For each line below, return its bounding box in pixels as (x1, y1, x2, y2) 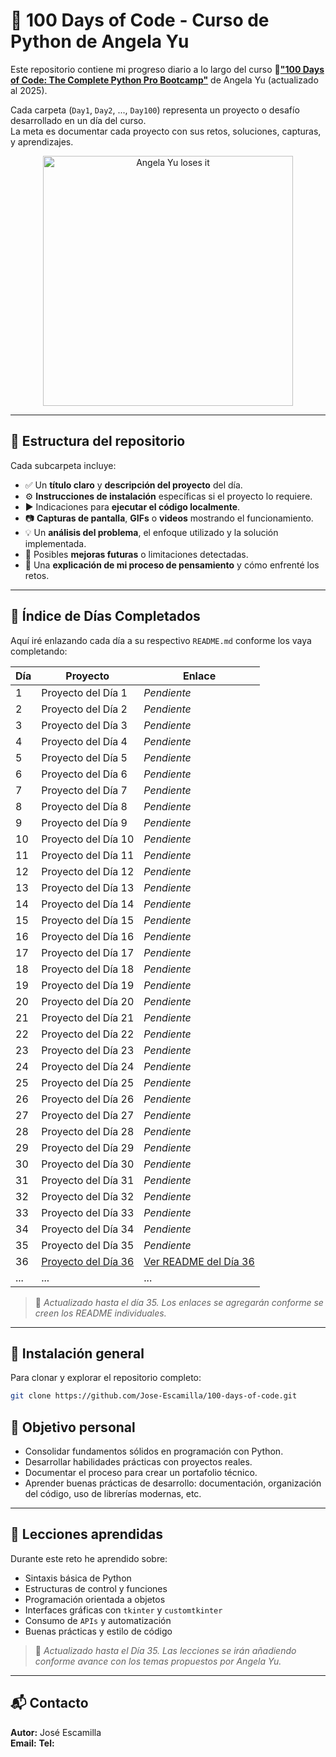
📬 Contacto (10, 1695, 89, 1712)
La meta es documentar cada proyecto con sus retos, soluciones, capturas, (10, 125, 322, 137)
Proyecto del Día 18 (41, 962, 135, 976)
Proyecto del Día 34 (41, 1222, 135, 1236)
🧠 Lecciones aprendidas (10, 1526, 163, 1543)
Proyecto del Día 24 (41, 1059, 135, 1073)
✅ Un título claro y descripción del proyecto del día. (24, 479, 243, 491)
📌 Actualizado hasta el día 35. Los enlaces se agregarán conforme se (34, 1296, 324, 1308)
